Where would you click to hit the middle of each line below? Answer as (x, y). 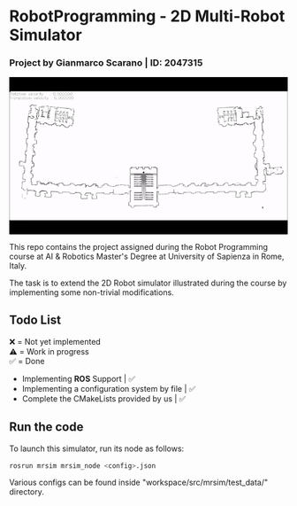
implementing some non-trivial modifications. (91, 292)
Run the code (46, 427)
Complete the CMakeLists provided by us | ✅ (104, 398)
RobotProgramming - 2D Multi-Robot (147, 16)
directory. (27, 492)
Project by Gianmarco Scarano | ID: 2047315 (106, 63)
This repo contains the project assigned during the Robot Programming (138, 246)
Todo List (35, 320)
